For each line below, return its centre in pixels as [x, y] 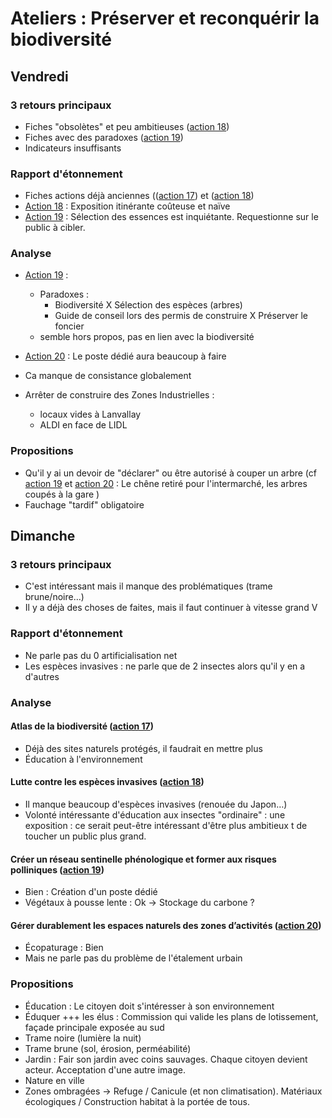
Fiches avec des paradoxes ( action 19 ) [104, 137]
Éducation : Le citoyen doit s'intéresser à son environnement [149, 1006]
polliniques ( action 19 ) [57, 869]
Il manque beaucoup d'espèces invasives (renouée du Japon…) [156, 804]
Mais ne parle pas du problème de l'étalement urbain [133, 958]
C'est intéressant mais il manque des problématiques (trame [148, 586]
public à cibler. [55, 228]
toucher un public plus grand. [85, 836]
